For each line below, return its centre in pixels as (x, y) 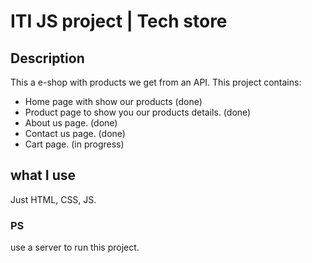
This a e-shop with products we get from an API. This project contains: (156, 82)
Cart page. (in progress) (74, 144)
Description (47, 58)
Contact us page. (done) (75, 133)
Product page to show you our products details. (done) (138, 112)
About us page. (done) (71, 123)
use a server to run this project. (75, 247)
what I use (43, 175)
